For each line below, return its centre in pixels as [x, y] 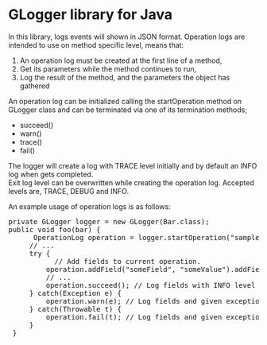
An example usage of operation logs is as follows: [89, 206]
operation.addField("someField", [111, 269]
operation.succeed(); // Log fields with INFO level [151, 285]
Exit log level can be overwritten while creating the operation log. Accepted [131, 182]
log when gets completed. [51, 174]
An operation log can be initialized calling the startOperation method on [125, 101]
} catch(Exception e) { [75, 293]
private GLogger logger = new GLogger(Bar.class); [109, 221]
